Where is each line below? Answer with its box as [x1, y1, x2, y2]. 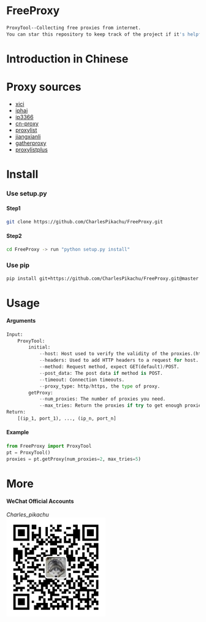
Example [6, 429, 29, 436]
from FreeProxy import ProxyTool [6, 443, 92, 450]
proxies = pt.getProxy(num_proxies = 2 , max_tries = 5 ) [6, 456, 141, 462]
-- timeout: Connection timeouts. [39, 377, 124, 383]
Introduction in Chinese [6, 52, 129, 66]
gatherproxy [15, 139, 47, 147]
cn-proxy [15, 120, 39, 127]
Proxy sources [6, 80, 82, 94]
